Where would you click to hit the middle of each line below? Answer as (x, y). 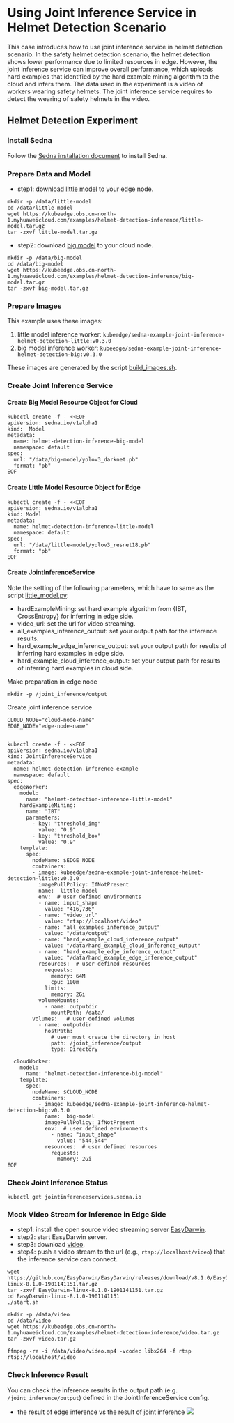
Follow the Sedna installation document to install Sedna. (87, 155)
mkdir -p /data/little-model (49, 201)
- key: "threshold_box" (67, 836)
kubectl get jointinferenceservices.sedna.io (74, 1197)
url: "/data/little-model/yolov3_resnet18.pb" (82, 545)
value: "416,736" (70, 909)
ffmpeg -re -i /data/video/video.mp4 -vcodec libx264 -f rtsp (99, 1351)
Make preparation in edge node (52, 682)
